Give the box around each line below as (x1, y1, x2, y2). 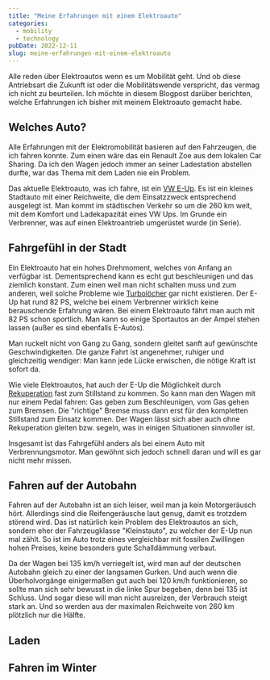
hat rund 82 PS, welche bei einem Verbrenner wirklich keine (19, 296, 219, 307)
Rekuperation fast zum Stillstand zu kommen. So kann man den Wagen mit (8, 388, 256, 398)
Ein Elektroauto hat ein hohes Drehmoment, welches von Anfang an (8, 262, 232, 272)
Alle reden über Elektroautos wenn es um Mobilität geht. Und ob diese (8, 72, 241, 81)
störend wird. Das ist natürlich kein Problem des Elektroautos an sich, (8, 518, 239, 527)
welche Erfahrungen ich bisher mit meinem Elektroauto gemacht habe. (8, 98, 243, 107)
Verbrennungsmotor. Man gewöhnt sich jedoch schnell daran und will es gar (8, 447, 262, 456)
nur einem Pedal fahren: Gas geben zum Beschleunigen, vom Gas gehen (8, 397, 250, 406)
